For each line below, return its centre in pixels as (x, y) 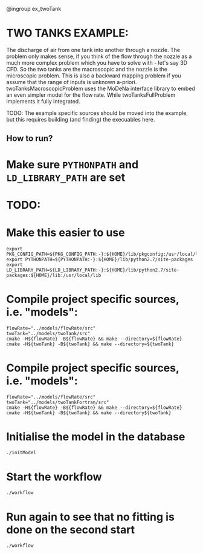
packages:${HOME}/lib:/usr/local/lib (54, 275)
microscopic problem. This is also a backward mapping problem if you (94, 76)
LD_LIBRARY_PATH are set (66, 177)
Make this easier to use (66, 233)
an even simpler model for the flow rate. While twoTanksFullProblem (91, 95)
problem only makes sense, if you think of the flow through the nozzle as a (99, 56)
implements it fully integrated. (43, 101)
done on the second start (71, 530)
